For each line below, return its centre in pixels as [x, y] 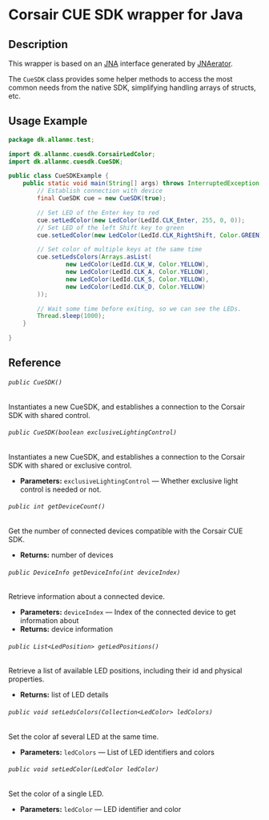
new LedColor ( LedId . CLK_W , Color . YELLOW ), [137, 265]
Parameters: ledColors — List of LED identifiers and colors [117, 752]
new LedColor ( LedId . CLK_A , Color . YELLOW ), [137, 272]
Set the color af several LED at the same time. [84, 736]
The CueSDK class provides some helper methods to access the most [120, 79]
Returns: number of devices [66, 555]
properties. [26, 679]
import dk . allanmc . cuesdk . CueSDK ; [66, 162]
